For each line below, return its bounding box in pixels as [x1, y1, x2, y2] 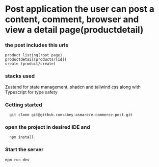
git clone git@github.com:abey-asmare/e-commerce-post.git [9, 113, 133, 118]
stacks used [5, 72, 35, 79]
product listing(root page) [5, 53, 63, 58]
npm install [9, 135, 34, 140]
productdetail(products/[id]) [5, 57, 67, 62]
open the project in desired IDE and [5, 124, 90, 130]
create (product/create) [5, 61, 56, 67]
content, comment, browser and [5, 14, 139, 25]
